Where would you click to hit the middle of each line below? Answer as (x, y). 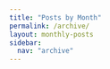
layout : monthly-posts (51, 34)
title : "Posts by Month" (55, 17)
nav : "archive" (46, 51)
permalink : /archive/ (50, 26)
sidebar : (25, 43)
